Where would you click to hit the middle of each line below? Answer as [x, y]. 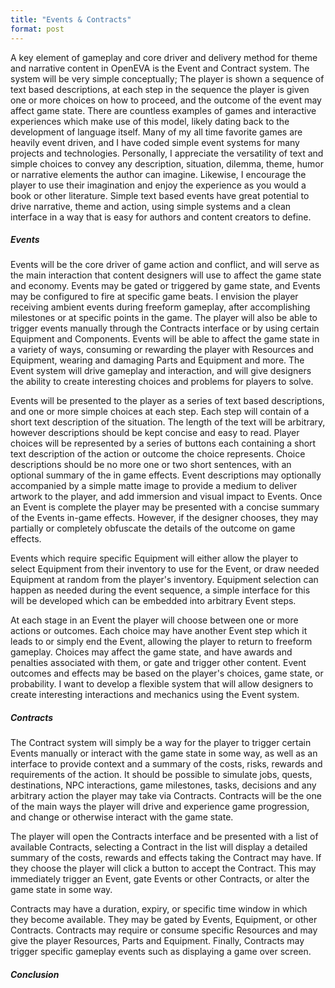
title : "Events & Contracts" [71, 19]
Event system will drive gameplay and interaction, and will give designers [161, 371]
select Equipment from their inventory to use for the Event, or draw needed [165, 569]
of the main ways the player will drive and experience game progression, [160, 807]
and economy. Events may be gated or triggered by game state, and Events [165, 286]
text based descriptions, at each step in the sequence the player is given [160, 89]
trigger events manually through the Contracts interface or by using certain [165, 328]
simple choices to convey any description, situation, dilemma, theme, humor [167, 163]
